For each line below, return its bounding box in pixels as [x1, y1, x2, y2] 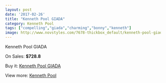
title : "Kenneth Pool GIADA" [5, 16, 65, 21]
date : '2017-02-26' [5, 12, 45, 17]
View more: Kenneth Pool [5, 73, 57, 78]
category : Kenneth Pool [5, 21, 54, 26]
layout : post [5, 7, 32, 12]
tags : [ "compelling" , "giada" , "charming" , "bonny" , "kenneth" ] [5, 26, 132, 31]
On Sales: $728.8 [5, 53, 41, 59]
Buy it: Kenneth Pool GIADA [5, 63, 61, 69]
